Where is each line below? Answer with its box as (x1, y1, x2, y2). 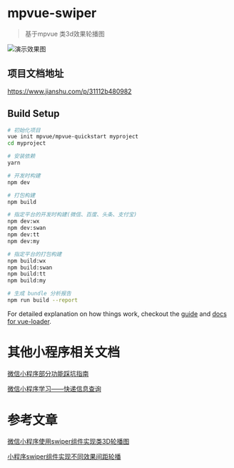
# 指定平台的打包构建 (7, 250, 62, 258)
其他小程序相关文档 (7, 345, 121, 361)
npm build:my (7, 277, 46, 285)
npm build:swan (7, 264, 53, 271)
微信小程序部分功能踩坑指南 (7, 369, 89, 377)
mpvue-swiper (7, 5, 97, 21)
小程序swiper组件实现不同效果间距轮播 (7, 452, 121, 461)
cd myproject (7, 140, 46, 147)
